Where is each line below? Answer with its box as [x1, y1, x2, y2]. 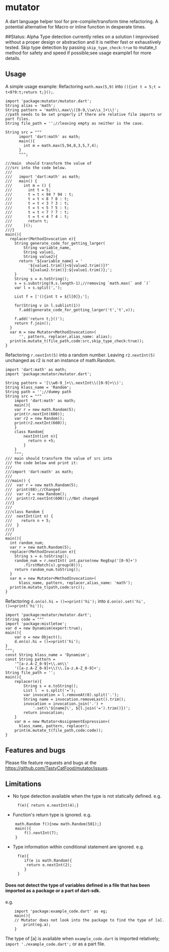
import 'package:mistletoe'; [5, 621, 67, 626]
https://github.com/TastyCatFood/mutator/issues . [5, 765, 109, 771]
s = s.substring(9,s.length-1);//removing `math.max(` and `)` [14, 281, 151, 286]
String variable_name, [23, 245, 72, 250]
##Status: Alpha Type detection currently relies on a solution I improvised [5, 34, 159, 40]
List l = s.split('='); [23, 687, 76, 693]
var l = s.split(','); [14, 285, 62, 290]
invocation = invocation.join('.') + [23, 701, 103, 706]
